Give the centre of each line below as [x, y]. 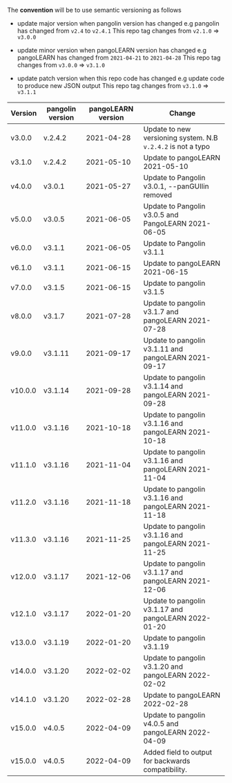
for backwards [167, 761]
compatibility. [165, 769]
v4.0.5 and [161, 724]
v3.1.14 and [163, 386]
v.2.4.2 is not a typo [177, 146]
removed [158, 195]
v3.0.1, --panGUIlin [176, 186]
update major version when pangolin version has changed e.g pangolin [118, 23]
